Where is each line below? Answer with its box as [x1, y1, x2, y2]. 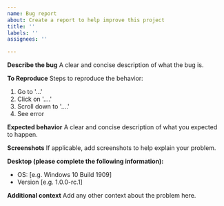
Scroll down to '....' [17, 102, 70, 111]
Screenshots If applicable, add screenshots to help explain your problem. [7, 144, 216, 152]
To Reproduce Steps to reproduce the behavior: [7, 74, 143, 83]
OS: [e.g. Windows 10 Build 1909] [17, 171, 112, 179]
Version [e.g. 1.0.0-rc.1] [17, 178, 83, 187]
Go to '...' [17, 88, 43, 96]
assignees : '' [7, 36, 48, 43]
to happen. [7, 131, 38, 139]
